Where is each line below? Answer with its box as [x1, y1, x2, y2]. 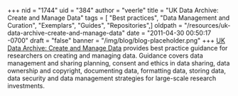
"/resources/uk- [184, 21, 231, 29]
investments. [7, 82, 45, 90]
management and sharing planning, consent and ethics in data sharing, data [7, 59, 230, 67]
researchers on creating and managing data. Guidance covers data [7, 51, 204, 60]
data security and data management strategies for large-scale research [7, 74, 217, 82]
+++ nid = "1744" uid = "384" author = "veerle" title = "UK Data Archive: [7, 6, 219, 14]
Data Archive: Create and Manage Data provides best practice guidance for [7, 44, 228, 52]
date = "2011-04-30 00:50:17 [126, 28, 212, 37]
